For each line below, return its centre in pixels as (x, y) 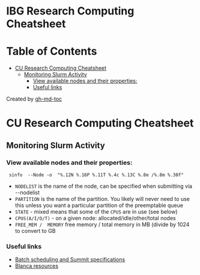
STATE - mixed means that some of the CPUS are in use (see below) (96, 212)
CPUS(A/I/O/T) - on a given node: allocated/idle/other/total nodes (95, 218)
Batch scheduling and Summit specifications (70, 259)
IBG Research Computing (70, 11)
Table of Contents (52, 51)
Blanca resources (37, 266)
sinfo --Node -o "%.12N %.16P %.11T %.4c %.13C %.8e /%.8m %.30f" (96, 175)
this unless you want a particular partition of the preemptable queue (99, 205)
